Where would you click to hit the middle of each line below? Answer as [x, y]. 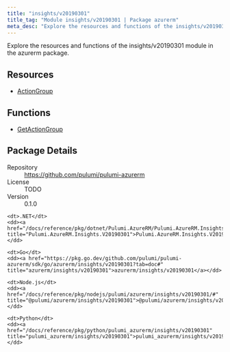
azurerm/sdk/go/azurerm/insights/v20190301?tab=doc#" [86, 264]
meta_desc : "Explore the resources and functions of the [90, 26]
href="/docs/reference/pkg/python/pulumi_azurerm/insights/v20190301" [110, 330]
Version [18, 196]
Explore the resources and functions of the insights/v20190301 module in [110, 46]
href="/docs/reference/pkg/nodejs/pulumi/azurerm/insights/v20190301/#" [113, 294]
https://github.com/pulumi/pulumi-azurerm [85, 174]
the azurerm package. [38, 53]
